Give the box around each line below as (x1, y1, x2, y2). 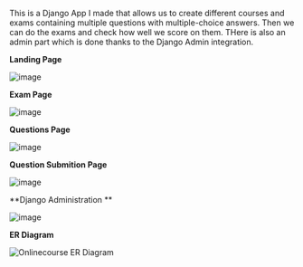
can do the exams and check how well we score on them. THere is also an (9, 27, 287, 37)
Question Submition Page (9, 159, 108, 170)
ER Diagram (9, 230, 54, 240)
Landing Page (9, 54, 62, 64)
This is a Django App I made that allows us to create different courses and (9, 8, 285, 18)
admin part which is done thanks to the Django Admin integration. (9, 36, 254, 47)
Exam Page (9, 90, 52, 100)
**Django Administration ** (9, 195, 113, 205)
